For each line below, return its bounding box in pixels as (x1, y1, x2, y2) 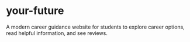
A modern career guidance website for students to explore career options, (6, 23, 185, 30)
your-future (6, 4, 64, 17)
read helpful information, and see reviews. (6, 29, 108, 36)
